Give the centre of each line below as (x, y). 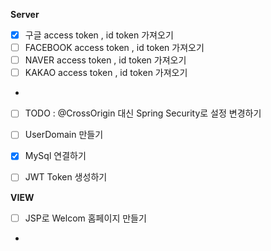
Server (25, 14)
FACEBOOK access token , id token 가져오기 (114, 48)
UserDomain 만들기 (64, 135)
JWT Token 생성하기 (66, 177)
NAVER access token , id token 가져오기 (105, 60)
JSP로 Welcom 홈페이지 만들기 (85, 218)
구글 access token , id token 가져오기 (99, 35)
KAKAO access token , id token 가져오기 (106, 73)
